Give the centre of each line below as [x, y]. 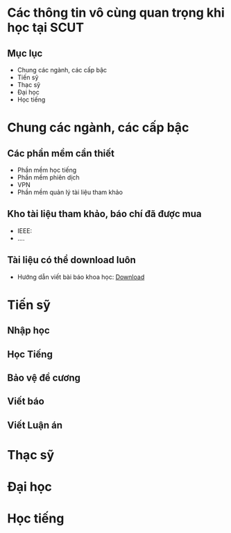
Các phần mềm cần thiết [61, 153]
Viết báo [26, 401]
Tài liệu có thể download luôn [72, 260]
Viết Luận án [35, 425]
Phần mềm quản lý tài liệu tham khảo [70, 192]
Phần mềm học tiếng [47, 170]
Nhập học [28, 331]
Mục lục [25, 53]
